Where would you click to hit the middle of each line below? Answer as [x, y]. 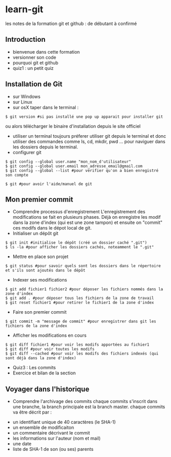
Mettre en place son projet [41, 257]
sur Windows [27, 96]
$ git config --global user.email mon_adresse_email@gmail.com [74, 166]
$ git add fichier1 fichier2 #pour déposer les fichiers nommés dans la [84, 289]
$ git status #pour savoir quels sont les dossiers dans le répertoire [83, 266]
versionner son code [34, 57]
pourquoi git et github [35, 63]
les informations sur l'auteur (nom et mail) [57, 438]
